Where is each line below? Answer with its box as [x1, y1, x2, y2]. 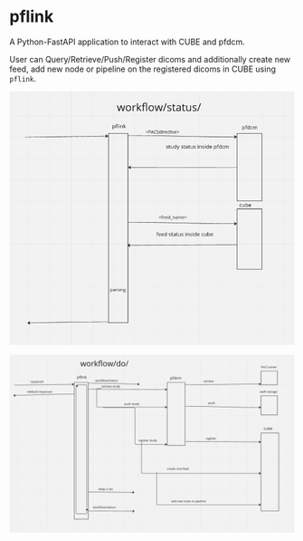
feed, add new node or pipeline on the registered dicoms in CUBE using [9, 63, 277, 74]
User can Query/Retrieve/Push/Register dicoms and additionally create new [9, 53, 291, 64]
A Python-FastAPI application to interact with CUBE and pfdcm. [9, 36, 246, 47]
